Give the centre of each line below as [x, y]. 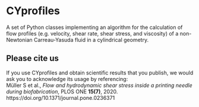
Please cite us [33, 58]
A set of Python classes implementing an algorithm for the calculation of [94, 27]
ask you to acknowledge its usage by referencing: [67, 79]
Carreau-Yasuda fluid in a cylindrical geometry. [91, 40]
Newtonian [19, 40]
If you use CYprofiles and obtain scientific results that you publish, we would [100, 73]
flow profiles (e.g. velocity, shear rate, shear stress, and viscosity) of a [92, 33]
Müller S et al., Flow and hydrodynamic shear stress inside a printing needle [99, 85]
